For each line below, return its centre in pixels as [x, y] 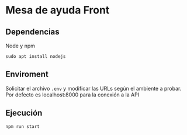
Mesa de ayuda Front [58, 10]
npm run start [23, 126]
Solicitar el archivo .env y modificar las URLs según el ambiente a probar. [93, 88]
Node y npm [20, 46]
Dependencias [32, 32]
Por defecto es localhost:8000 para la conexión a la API [72, 95]
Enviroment [27, 75]
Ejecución [24, 113]
